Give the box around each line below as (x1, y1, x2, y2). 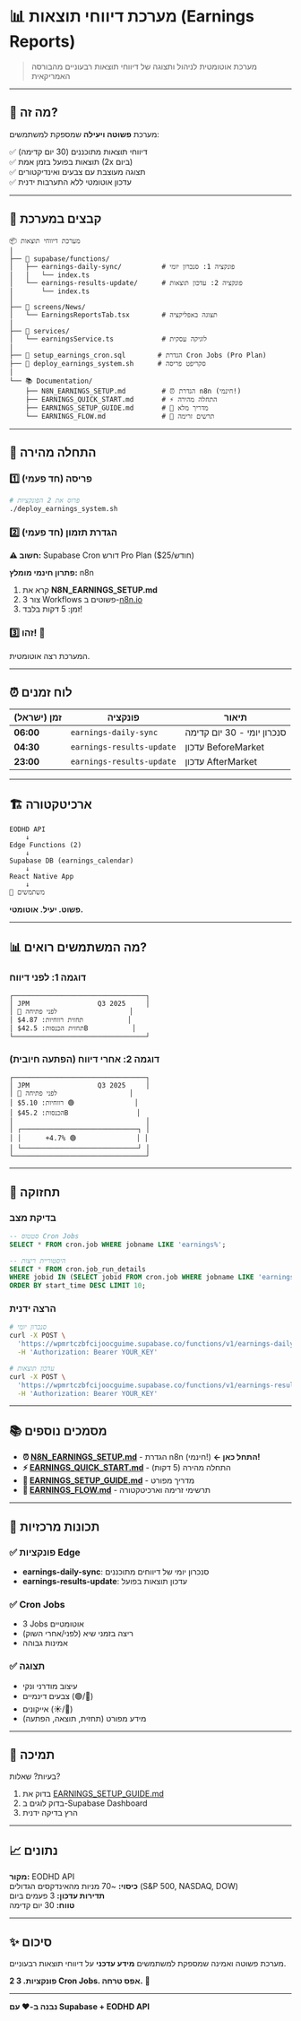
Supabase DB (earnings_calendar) (9, 856, 134, 865)
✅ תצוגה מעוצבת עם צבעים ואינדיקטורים (9, 166, 146, 177)
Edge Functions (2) (9, 841, 82, 850)
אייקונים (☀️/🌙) (21, 1704, 73, 1714)
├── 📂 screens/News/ (9, 302, 87, 311)
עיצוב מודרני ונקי (21, 1680, 78, 1691)
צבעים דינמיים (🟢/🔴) (21, 1690, 94, 1701)
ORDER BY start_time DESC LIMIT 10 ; (9, 1281, 146, 1290)
